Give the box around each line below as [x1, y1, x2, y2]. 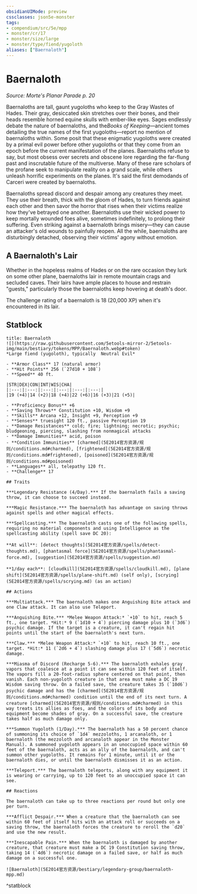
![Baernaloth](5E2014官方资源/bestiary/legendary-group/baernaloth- [6, 867, 174, 873]
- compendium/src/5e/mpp [6, 25, 67, 31]
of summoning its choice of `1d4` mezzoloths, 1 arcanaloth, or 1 [6, 731, 172, 737]
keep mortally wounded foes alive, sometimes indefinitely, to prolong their [6, 215, 185, 222]
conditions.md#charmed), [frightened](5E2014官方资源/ [13, 446, 147, 452]
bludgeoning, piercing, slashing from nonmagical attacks [6, 428, 151, 434]
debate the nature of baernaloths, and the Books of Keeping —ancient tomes [6, 122, 189, 129]
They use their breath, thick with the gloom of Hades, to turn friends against [6, 196, 190, 203]
